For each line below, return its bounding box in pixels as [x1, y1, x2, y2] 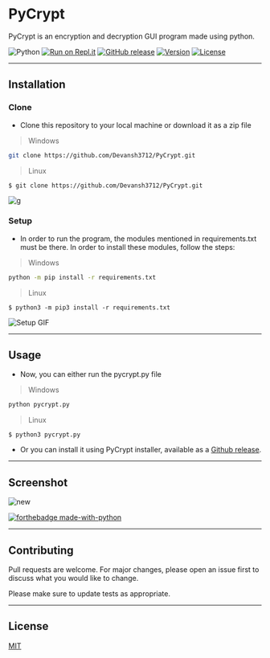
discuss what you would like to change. [8, 573, 139, 582]
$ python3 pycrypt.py [8, 431, 81, 439]
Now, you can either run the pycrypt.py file [19, 370, 162, 379]
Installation [8, 78, 66, 92]
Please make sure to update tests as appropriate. [8, 588, 171, 599]
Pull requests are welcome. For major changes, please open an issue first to [8, 564, 260, 574]
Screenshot [8, 476, 68, 489]
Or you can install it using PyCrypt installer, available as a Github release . [19, 445, 262, 455]
